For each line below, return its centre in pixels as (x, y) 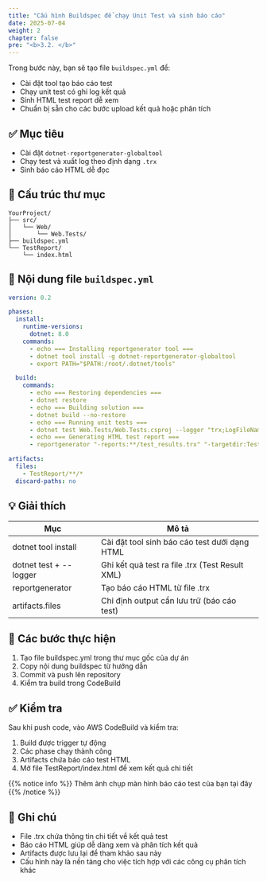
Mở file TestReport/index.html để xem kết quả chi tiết (106, 768)
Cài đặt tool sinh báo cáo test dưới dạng (175, 542)
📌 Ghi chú (33, 817)
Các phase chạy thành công (66, 751)
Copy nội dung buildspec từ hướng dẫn (83, 666)
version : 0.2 (30, 298)
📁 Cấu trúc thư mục (57, 195)
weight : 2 (25, 30)
